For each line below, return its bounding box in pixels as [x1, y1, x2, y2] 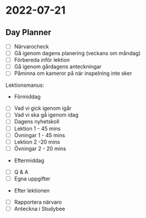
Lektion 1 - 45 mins [14, 125, 61, 132]
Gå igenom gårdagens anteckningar [14, 63, 102, 70]
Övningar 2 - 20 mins [14, 145, 66, 152]
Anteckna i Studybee [14, 205, 66, 212]
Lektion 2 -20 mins [14, 138, 60, 146]
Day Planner [5, 27, 51, 37]
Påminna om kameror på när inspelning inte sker [14, 69, 132, 77]
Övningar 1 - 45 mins [14, 131, 66, 138]
